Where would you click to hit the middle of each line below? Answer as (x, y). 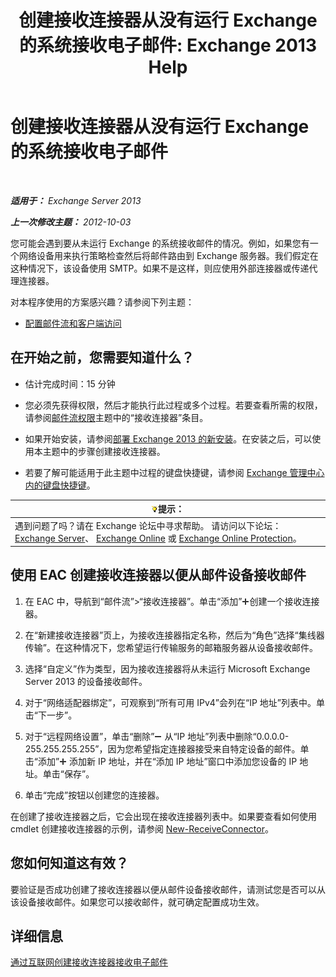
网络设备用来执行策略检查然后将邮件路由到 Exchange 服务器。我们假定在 (168, 255)
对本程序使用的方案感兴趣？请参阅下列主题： (102, 302)
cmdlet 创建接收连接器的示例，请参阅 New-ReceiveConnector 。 (142, 828)
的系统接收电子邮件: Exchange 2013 (168, 45)
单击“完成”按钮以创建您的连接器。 (94, 795)
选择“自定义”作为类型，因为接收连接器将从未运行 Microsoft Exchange (167, 668)
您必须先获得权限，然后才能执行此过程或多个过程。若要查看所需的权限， (173, 405)
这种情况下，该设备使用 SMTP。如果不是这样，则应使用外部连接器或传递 (160, 268)
